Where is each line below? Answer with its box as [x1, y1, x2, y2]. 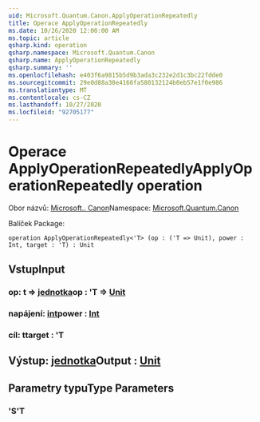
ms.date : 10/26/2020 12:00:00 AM [8, 26, 120, 34]
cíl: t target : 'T [8, 329, 65, 340]
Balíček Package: [8, 218, 65, 228]
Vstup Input [8, 263, 65, 277]
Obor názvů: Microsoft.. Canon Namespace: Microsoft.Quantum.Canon [8, 203, 239, 213]
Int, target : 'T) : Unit [8, 241, 94, 249]
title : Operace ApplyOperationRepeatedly [8, 19, 148, 27]
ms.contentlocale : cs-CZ [8, 94, 91, 102]
